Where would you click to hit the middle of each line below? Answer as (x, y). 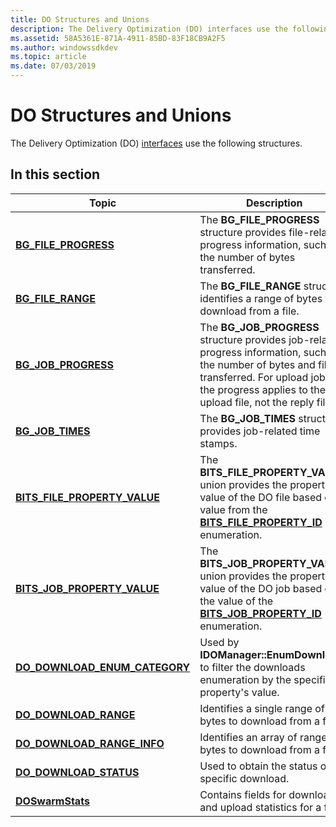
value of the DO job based (261, 588)
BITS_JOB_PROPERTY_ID (260, 613)
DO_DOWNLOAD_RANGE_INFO (90, 743)
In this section (55, 174)
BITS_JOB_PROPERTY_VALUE (87, 588)
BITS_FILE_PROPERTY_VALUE (87, 497)
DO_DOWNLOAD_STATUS (77, 772)
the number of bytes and (257, 364)
